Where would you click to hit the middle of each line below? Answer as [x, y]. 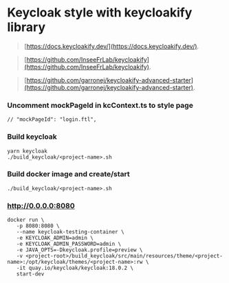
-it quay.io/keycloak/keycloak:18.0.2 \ [75, 268]
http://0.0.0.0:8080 [41, 205]
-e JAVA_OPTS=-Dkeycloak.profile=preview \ [79, 250]
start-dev [30, 274]
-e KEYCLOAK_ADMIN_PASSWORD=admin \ [69, 244]
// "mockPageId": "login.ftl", [52, 120]
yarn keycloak [28, 151]
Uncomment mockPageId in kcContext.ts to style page [100, 105]
